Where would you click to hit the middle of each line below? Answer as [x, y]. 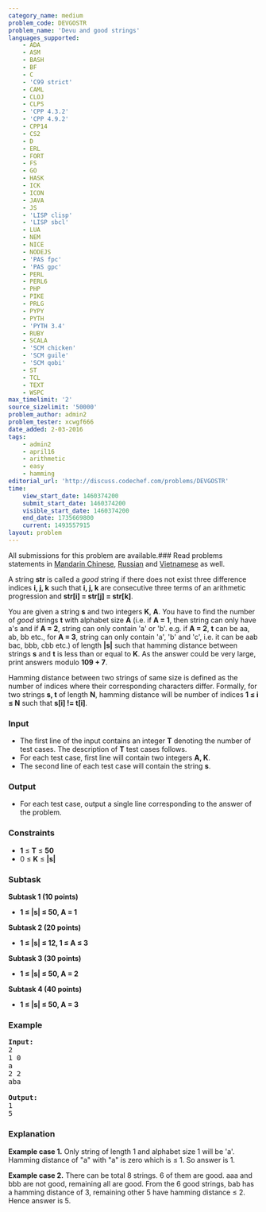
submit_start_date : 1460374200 [74, 503]
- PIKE [33, 296]
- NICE [33, 245]
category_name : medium [46, 15]
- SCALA [35, 341]
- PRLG [33, 304]
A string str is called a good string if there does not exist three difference [127, 579]
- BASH [33, 60]
